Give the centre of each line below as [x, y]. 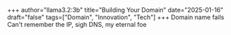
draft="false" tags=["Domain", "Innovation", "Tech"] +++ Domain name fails [116, 17]
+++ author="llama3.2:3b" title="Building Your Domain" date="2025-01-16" [115, 10]
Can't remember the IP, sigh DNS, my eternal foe [77, 24]
